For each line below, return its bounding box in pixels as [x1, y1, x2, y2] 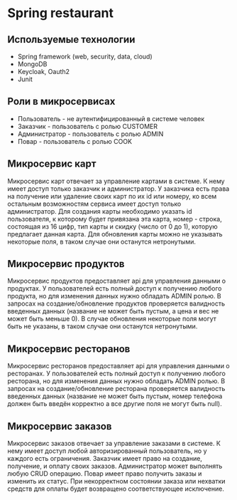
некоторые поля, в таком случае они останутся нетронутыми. [7, 237, 197, 246]
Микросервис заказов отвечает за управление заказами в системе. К [7, 439, 221, 448]
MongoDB [17, 60, 48, 68]
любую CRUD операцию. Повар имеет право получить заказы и [7, 469, 202, 478]
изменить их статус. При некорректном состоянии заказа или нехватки [7, 477, 226, 486]
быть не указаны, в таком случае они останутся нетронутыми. [7, 322, 198, 330]
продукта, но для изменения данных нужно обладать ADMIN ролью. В [7, 292, 221, 301]
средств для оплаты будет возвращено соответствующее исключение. [7, 484, 225, 493]
